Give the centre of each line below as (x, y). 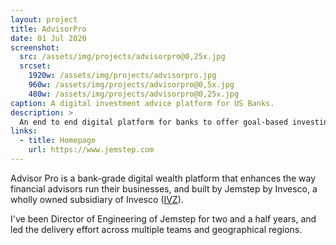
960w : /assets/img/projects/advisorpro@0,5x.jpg (131, 85)
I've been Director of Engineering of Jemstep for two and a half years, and (163, 218)
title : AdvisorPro (48, 29)
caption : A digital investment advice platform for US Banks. (142, 103)
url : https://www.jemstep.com (91, 150)
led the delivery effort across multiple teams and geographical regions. (156, 229)
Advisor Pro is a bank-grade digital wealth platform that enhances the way (163, 178)
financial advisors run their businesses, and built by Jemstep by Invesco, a (164, 188)
